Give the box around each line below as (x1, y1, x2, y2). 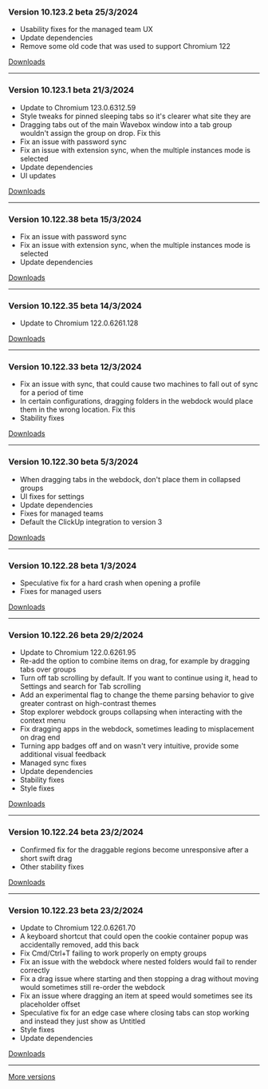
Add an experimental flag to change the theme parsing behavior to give (19, 690, 254, 700)
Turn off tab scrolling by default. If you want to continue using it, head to (19, 673, 258, 683)
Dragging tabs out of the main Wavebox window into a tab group (19, 119, 233, 130)
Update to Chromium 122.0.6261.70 (19, 923, 136, 932)
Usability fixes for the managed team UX (19, 25, 153, 34)
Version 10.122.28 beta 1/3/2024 (8, 560, 137, 571)
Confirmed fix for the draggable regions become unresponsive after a (19, 844, 249, 854)
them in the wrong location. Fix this (19, 405, 136, 414)
